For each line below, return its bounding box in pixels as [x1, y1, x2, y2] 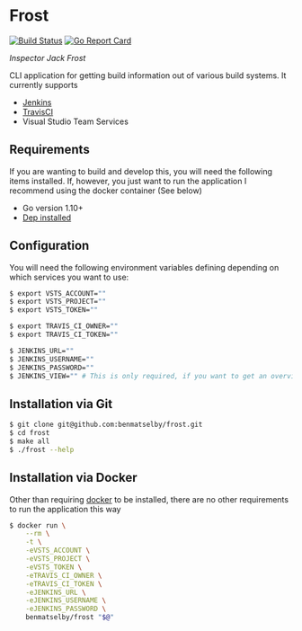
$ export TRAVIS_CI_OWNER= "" [9, 322, 119, 331]
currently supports [9, 79, 78, 90]
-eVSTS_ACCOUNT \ [25, 546, 91, 555]
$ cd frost [9, 429, 50, 438]
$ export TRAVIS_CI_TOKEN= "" [9, 330, 119, 340]
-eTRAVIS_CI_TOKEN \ [25, 579, 102, 589]
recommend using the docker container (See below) [9, 185, 202, 196]
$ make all [9, 437, 50, 446]
